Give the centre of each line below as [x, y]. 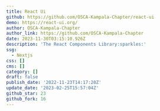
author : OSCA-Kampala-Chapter [43, 28]
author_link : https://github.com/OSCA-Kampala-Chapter [75, 33]
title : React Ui [26, 11]
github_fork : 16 [26, 99]
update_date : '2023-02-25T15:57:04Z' [53, 88]
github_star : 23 [26, 93]
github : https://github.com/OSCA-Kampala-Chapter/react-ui [80, 17]
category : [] [22, 72]
